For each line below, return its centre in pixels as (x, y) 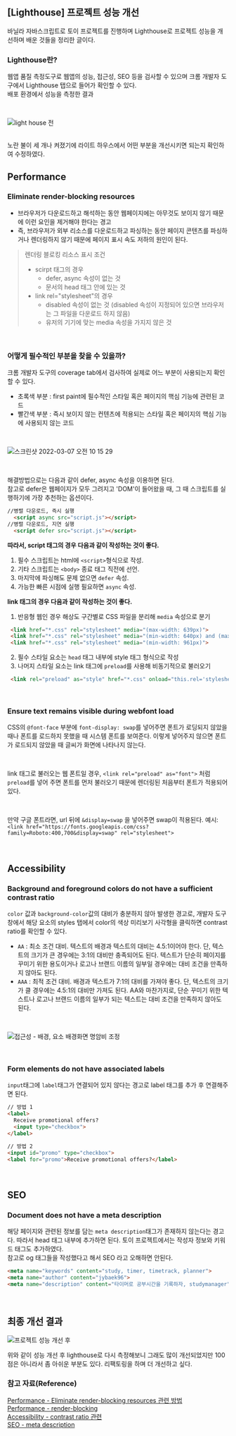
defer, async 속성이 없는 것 (83, 278)
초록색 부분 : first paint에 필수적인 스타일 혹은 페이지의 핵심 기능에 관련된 (117, 396)
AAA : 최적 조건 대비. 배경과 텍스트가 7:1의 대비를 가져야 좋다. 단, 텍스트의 (116, 981)
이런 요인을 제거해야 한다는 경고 (68, 221)
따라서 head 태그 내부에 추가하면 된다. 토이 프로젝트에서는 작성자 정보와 (114, 1240)
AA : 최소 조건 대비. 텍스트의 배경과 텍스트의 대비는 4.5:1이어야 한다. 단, (114, 946)
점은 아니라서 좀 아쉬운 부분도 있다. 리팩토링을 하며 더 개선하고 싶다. (100, 1363)
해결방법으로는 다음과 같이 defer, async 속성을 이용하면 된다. (91, 480)
